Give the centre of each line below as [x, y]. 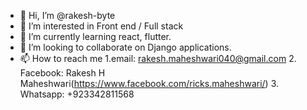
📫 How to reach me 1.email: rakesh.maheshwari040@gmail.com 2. [158, 58]
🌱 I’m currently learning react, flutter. [95, 36]
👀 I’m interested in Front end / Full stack [101, 26]
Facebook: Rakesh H [62, 73]
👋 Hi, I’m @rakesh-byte [67, 15]
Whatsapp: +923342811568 [77, 94]
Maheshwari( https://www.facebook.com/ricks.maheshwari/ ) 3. [149, 83]
